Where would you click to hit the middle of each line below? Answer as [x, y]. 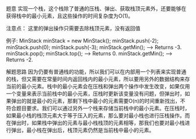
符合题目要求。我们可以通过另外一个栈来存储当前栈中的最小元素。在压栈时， [98, 108]
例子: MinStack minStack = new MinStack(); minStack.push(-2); [82, 41]
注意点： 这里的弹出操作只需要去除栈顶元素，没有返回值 [73, 28]
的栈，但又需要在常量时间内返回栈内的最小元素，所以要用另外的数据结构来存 [98, 79]
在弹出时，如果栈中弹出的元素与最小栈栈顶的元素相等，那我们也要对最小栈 [95, 123]
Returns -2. [20, 60]
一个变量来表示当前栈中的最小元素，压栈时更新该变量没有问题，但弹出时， [95, 93]
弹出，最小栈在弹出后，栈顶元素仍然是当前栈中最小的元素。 [83, 130]
